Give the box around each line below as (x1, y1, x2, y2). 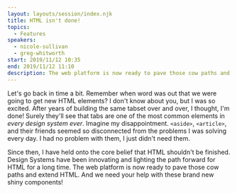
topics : (7, 23, 31, 30)
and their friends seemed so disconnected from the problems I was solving (7, 127, 227, 135)
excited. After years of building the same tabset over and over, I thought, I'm (7, 104, 230, 112)
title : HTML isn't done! (7, 17, 81, 24)
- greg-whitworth (13, 50, 65, 57)
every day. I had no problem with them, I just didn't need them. (7, 134, 190, 142)
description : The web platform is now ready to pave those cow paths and (7, 69, 231, 76)
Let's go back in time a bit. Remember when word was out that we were (7, 89, 217, 98)
